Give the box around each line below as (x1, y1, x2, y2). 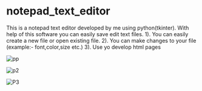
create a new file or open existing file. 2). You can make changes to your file (6, 37, 197, 44)
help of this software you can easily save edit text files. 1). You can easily (6, 30, 189, 37)
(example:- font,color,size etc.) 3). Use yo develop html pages (6, 43, 161, 51)
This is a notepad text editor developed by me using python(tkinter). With (6, 24, 189, 31)
